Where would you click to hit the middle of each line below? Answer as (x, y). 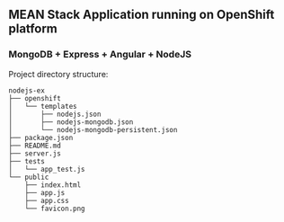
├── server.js (35, 153)
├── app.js (45, 192)
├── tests (27, 161)
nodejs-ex (27, 90)
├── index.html (53, 185)
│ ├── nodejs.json (55, 114)
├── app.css (47, 200)
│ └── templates (43, 106)
